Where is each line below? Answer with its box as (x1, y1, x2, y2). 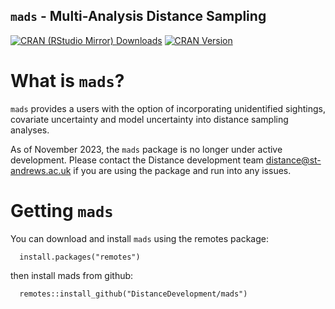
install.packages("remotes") (19, 252, 141, 262)
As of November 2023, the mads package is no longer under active (10, 143, 283, 155)
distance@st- (265, 154, 322, 166)
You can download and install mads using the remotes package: (10, 232, 269, 244)
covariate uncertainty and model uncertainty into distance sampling (10, 113, 289, 125)
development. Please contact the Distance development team (10, 154, 264, 166)
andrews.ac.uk (10, 164, 72, 176)
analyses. (10, 124, 50, 136)
